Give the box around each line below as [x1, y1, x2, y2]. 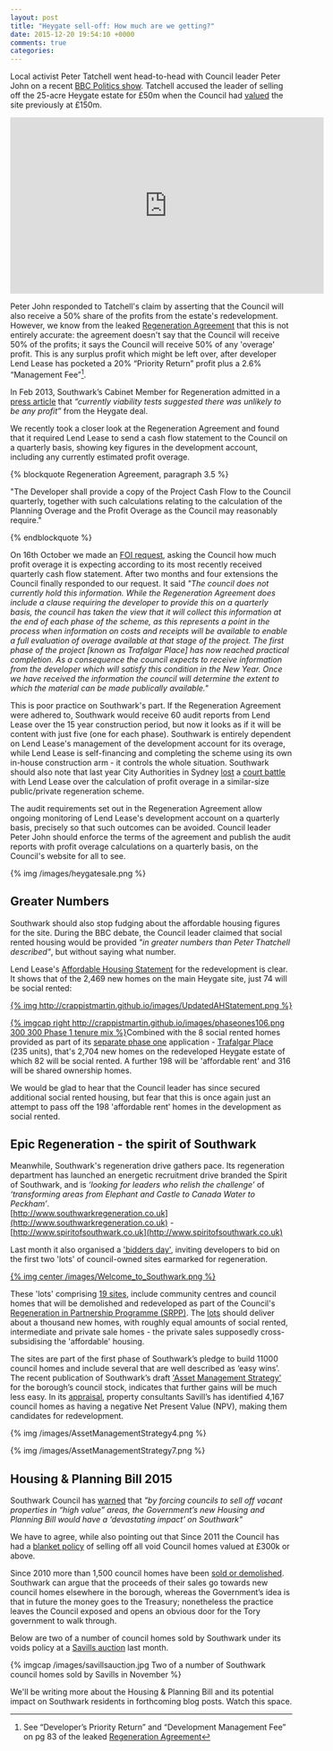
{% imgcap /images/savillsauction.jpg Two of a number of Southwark [10, 1660, 267, 1670]
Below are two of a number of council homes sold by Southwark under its [10, 1633, 281, 1644]
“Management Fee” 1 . [10, 368, 87, 380]
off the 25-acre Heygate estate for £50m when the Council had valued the [10, 90, 284, 101]
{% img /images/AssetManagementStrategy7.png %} [10, 1446, 206, 1456]
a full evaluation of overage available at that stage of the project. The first [10, 635, 285, 646]
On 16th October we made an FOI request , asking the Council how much [10, 549, 277, 560]
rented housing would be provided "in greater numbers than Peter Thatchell [10, 937, 290, 948]
